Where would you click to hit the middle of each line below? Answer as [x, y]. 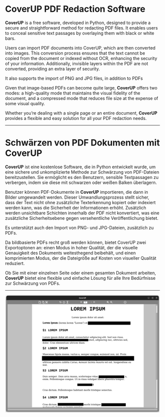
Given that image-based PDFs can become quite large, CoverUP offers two [81, 88]
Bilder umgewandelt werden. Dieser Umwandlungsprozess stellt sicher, [77, 197]
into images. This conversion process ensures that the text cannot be [75, 53]
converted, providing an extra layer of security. [53, 69]
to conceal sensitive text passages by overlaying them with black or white [80, 33]
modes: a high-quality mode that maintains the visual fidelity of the [73, 93]
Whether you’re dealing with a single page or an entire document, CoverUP [81, 113]
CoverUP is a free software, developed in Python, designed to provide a [78, 23]
